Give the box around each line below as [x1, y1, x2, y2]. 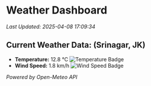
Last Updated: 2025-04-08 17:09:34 [6, 23, 96, 30]
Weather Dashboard [6, 4, 108, 17]
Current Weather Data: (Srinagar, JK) [6, 40, 146, 50]
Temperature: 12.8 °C [14, 55, 69, 62]
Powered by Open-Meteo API [6, 73, 78, 80]
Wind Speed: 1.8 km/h [14, 62, 70, 69]
